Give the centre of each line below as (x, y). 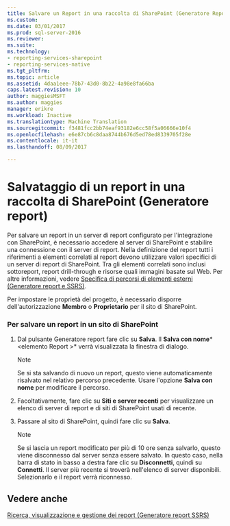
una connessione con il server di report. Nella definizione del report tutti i (110, 249)
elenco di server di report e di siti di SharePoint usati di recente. (107, 408)
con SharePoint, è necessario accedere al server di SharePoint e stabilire (110, 242)
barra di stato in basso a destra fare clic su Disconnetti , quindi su (109, 462)
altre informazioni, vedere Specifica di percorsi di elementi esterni (100, 279)
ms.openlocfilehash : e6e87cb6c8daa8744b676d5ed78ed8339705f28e (99, 134)
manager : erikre (30, 109)
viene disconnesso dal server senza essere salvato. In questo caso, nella (120, 455)
